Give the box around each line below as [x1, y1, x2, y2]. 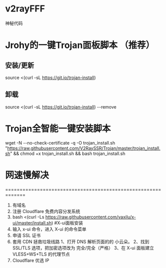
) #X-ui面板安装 [51, 219, 83, 225]
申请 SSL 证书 [12, 232, 41, 238]
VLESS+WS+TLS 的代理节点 [12, 251, 70, 257]
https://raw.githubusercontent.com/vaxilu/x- [45, 213, 136, 220]
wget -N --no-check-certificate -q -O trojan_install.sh [5, 139, 116, 145]
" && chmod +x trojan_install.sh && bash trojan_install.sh [9, 150, 126, 156]
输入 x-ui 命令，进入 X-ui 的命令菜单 [12, 226, 87, 232]
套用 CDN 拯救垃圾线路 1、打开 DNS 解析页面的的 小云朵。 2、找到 [12, 238, 150, 244]
